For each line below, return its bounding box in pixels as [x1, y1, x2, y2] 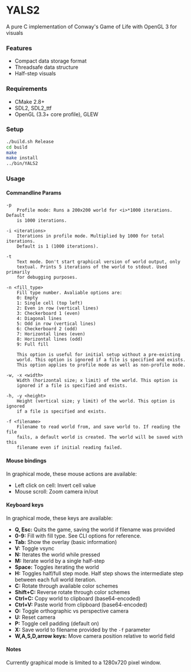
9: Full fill [17, 341, 49, 348]
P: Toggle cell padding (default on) [14, 620, 99, 627]
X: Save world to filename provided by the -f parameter [14, 626, 151, 633]
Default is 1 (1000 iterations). [17, 243, 99, 249]
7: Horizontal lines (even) [17, 331, 85, 337]
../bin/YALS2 [6, 160, 38, 167]
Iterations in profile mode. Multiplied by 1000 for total [17, 233, 165, 239]
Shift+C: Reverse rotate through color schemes [14, 588, 130, 595]
